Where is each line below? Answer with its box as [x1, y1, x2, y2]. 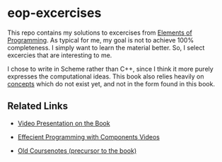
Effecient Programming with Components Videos [17, 132, 160, 141]
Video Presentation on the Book [17, 119, 111, 127]
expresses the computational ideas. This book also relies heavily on [7, 72, 204, 81]
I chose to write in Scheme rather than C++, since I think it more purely [7, 64, 214, 73]
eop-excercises [7, 5, 102, 21]
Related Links [7, 100, 69, 112]
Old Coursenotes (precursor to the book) [17, 146, 137, 155]
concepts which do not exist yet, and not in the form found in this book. [7, 79, 216, 88]
